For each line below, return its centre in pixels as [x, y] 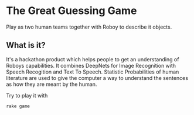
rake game [18, 106]
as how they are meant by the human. [52, 84]
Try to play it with [27, 95]
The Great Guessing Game [72, 11]
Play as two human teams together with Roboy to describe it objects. [89, 27]
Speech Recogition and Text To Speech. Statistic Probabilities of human [93, 72]
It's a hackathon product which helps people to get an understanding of [93, 59]
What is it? [26, 45]
